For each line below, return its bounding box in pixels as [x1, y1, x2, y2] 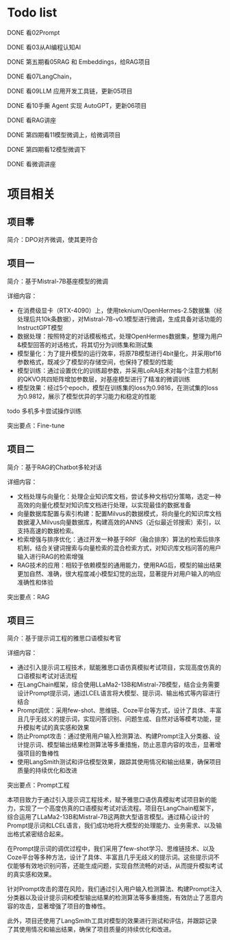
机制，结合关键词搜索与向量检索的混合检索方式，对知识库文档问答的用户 [16, 544, 221, 552]
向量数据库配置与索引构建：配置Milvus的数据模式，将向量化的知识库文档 [16, 509, 222, 517]
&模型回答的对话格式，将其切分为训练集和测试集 [16, 340, 153, 348]
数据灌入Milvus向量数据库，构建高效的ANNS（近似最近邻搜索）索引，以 [16, 517, 221, 526]
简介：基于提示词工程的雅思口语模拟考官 [7, 634, 121, 642]
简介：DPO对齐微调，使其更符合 [7, 235, 98, 243]
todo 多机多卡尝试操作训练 [7, 407, 82, 415]
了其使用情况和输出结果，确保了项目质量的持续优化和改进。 [7, 926, 175, 934]
